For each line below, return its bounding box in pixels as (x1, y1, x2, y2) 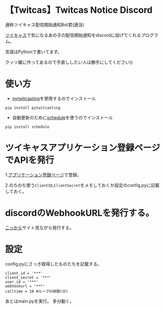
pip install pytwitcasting (5, 105, 61, 110)
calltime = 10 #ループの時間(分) (5, 289, 68, 294)
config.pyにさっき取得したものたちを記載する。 (5, 261, 102, 267)
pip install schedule (5, 124, 50, 129)
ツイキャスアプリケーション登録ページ (5, 142, 160, 154)
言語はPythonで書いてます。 (5, 49, 63, 55)
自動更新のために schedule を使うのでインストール (12, 114, 113, 121)
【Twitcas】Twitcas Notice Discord (5, 4, 153, 16)
